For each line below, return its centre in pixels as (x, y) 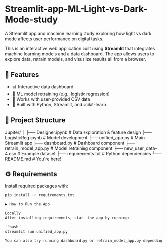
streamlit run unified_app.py (37, 231)
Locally (13, 213)
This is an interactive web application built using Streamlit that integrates (80, 48)
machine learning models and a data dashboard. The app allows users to (80, 54)
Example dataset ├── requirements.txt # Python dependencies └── (91, 153)
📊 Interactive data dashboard (43, 87)
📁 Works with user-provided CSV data (51, 99)
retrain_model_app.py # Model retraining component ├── (64, 148)
